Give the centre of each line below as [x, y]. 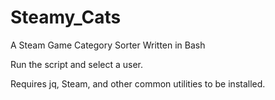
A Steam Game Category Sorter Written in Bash [108, 45]
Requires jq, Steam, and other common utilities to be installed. [138, 83]
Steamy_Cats [66, 17]
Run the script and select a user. [77, 64]
